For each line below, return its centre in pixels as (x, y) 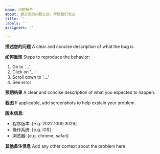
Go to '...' (21, 67)
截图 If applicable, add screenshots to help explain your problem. (70, 103)
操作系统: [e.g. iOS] (32, 130)
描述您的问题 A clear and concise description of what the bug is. (70, 46)
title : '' (15, 19)
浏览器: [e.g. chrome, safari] (40, 136)
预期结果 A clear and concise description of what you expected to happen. (80, 92)
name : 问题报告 (19, 10)
